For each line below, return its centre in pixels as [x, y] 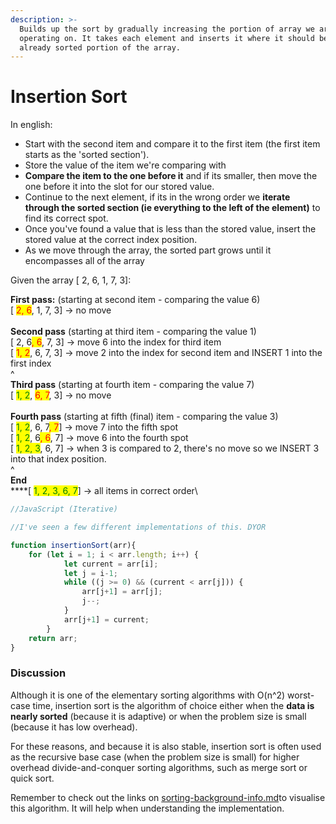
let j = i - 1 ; [90, 573]
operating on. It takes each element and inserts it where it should [167, 38]
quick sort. [32, 778]
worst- [301, 695]
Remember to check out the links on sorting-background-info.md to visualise [168, 797]
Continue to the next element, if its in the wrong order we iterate [157, 197]
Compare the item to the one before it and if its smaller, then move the [171, 176]
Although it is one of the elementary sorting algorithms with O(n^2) [148, 695]
